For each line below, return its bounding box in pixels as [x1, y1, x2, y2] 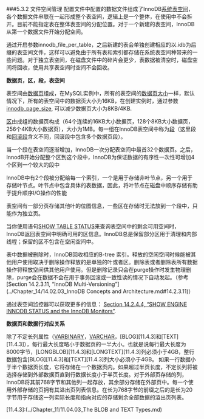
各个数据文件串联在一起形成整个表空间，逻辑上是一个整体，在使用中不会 [6, 13, 187, 20]
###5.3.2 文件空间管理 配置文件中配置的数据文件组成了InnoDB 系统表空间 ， [6, 5, 194, 12]
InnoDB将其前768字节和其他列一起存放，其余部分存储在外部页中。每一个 [6, 379, 189, 386]
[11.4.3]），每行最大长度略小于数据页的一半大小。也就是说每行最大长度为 [6, 341, 186, 348]
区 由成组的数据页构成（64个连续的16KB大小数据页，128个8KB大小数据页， [6, 118, 194, 125]
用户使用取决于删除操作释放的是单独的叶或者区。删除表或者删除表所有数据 [11, 258, 198, 266]
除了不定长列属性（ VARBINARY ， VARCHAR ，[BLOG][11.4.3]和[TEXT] [6, 333, 179, 340]
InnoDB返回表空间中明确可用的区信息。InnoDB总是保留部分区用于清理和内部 [6, 230, 197, 237]
